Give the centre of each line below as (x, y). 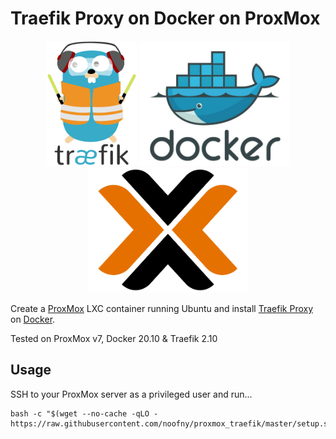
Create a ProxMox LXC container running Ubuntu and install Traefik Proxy (162, 308)
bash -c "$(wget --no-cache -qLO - (84, 413)
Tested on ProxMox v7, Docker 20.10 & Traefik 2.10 (114, 338)
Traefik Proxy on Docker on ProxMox (165, 18)
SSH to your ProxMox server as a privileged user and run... (131, 394)
